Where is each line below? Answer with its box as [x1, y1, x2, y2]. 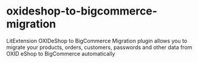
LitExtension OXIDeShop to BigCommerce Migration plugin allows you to [6, 37, 188, 44]
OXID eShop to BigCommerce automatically [6, 50, 115, 57]
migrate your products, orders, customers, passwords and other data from [6, 44, 193, 51]
